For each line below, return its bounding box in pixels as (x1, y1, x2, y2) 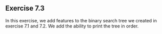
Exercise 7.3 (5, 4, 45, 13)
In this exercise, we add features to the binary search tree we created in (5, 17, 157, 23)
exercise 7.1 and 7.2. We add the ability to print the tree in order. (5, 23, 139, 29)
